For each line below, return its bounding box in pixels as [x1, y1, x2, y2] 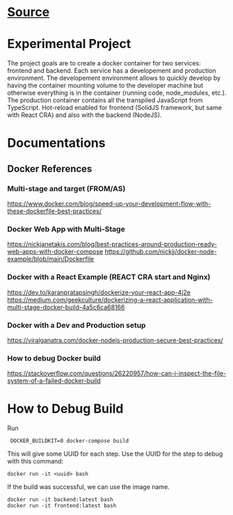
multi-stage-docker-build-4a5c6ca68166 [7, 303, 125, 311]
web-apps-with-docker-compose [7, 248, 104, 256]
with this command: [7, 457, 64, 466]
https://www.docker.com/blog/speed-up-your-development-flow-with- [7, 200, 211, 207]
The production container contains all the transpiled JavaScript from [7, 96, 203, 104]
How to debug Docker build [7, 353, 101, 363]
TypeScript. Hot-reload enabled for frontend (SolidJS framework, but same [7, 104, 223, 112]
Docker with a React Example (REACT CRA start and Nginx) [7, 272, 211, 282]
